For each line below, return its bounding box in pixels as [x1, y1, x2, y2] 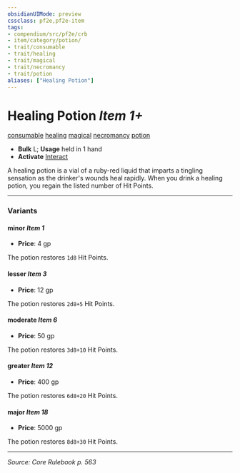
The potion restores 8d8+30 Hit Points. [7, 437, 118, 446]
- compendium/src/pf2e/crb [7, 30, 88, 38]
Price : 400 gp [17, 377, 59, 386]
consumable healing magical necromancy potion [7, 131, 151, 140]
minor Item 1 [7, 223, 45, 232]
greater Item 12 [7, 362, 54, 370]
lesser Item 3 [7, 270, 47, 278]
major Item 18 [7, 407, 49, 416]
